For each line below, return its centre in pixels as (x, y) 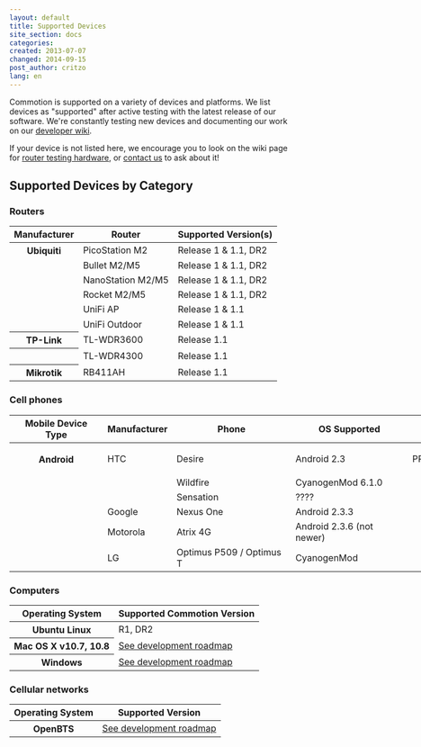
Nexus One (200, 511)
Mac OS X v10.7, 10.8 (62, 646)
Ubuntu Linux (62, 630)
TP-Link (44, 340)
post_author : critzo (48, 68)
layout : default (40, 18)
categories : (31, 43)
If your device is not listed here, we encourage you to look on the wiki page (148, 148)
